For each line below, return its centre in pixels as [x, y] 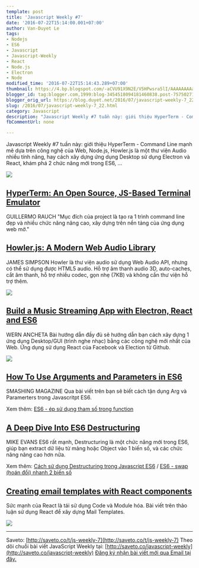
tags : [13, 34]
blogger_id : [21, 94]
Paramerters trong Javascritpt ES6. [49, 397]
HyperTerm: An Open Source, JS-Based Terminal [98, 193]
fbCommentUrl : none [30, 122]
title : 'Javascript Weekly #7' [45, 17]
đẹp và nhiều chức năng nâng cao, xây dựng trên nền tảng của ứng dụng [95, 223]
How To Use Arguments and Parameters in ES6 [94, 377]
